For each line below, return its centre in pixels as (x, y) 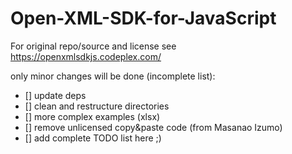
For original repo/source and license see (93, 46)
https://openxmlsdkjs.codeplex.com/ (86, 56)
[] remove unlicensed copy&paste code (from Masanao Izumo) (153, 127)
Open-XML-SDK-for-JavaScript (143, 18)
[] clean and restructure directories (97, 106)
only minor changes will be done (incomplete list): (113, 76)
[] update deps (55, 95)
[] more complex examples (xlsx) (92, 116)
